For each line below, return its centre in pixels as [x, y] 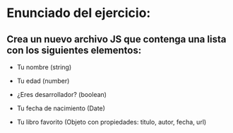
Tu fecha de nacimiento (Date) [61, 108]
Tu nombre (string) [44, 67]
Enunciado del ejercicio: [79, 13]
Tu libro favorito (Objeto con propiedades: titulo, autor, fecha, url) [112, 122]
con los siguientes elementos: [74, 50]
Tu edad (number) [43, 81]
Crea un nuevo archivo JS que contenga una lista [116, 39]
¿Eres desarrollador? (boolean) [62, 94]
